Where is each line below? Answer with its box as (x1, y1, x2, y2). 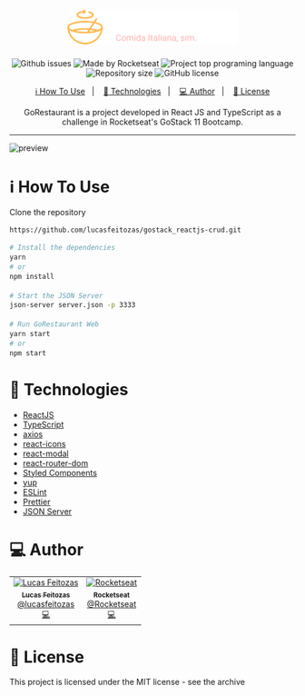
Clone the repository (9, 207, 86, 218)
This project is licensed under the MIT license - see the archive (9, 677, 245, 688)
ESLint (22, 486, 47, 497)
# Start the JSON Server (9, 291, 103, 300)
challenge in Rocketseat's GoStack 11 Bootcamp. (62, 116, 243, 127)
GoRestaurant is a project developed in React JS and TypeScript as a (24, 107, 281, 118)
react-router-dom (22, 457, 89, 468)
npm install (9, 272, 54, 281)
